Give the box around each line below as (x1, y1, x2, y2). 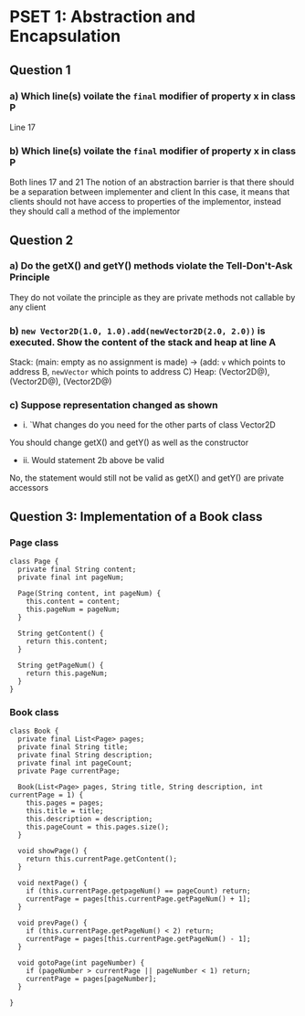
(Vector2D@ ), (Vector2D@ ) (9, 376, 112, 387)
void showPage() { (17, 847, 89, 856)
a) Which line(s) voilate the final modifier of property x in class (9, 90, 296, 102)
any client (9, 302, 47, 312)
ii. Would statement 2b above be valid (22, 455, 164, 466)
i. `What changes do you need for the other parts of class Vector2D (22, 419, 276, 430)
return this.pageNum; (26, 669, 108, 678)
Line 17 (9, 122, 37, 132)
